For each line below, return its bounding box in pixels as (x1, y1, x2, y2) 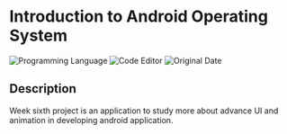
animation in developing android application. (9, 114, 174, 125)
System (9, 25, 68, 46)
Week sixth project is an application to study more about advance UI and (9, 105, 279, 116)
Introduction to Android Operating (9, 6, 268, 27)
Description (9, 81, 76, 96)
